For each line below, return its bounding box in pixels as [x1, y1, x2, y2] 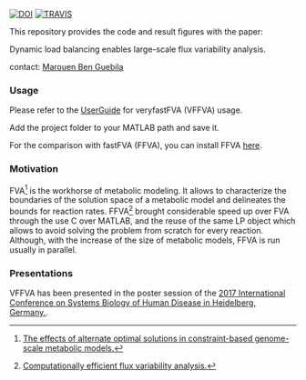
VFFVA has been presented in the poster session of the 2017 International [9, 287, 286, 299]
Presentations [9, 266, 74, 279]
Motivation [9, 163, 59, 175]
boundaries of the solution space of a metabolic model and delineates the [9, 195, 286, 205]
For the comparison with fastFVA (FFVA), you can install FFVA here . [9, 140, 262, 151]
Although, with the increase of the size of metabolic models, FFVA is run [9, 235, 280, 245]
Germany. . [9, 307, 48, 318]
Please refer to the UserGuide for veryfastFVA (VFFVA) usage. [9, 105, 243, 115]
